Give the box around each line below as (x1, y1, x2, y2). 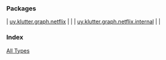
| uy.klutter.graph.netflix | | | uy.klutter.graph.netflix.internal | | (6, 18, 161, 25)
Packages (6, 4, 37, 13)
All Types (6, 47, 30, 54)
